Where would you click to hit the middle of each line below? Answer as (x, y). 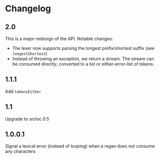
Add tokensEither (23, 91)
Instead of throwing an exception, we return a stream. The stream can (83, 59)
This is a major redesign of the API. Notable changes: (59, 39)
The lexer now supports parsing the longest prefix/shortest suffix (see (83, 48)
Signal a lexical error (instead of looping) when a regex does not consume (80, 146)
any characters (20, 152)
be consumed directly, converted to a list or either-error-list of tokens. (83, 64)
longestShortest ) (30, 53)
